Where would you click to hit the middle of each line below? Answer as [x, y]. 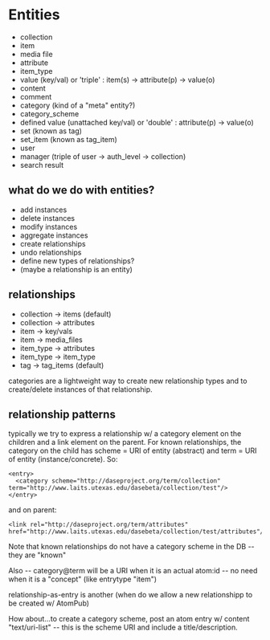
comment [36, 96]
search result [42, 165]
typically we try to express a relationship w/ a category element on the [125, 434]
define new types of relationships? [77, 261]
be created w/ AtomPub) [49, 603]
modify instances [49, 226]
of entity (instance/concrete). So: [63, 459]
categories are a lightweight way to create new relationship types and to [128, 381]
